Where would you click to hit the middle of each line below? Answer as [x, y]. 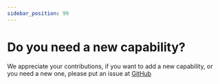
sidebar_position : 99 [38, 13]
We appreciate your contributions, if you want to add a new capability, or [110, 66]
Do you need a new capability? [96, 47]
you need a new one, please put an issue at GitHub [79, 73]
